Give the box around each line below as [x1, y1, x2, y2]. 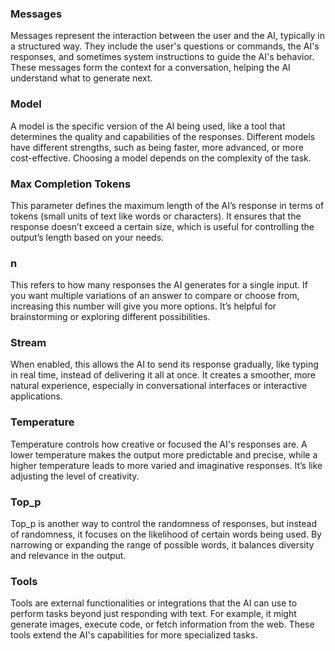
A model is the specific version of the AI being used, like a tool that [10, 120, 286, 132]
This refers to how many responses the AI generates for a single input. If [10, 279, 308, 291]
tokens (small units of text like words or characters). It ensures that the [10, 210, 302, 222]
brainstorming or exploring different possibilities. [10, 311, 211, 323]
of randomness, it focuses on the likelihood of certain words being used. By [10, 528, 322, 541]
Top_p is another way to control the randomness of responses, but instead [10, 518, 318, 530]
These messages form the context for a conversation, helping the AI [10, 62, 291, 74]
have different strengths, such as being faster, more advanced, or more [10, 141, 304, 153]
